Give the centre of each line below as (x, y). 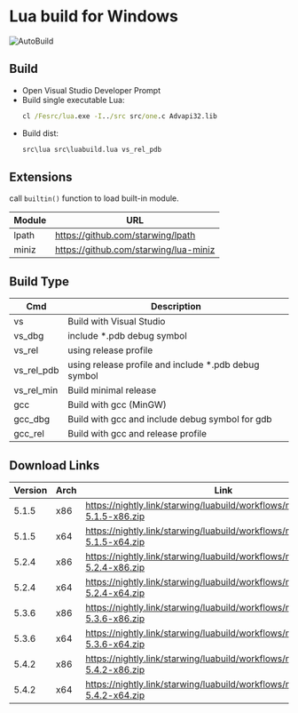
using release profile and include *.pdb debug (164, 365)
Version (31, 490)
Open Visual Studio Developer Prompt (91, 90)
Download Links (55, 465)
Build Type (39, 281)
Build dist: (40, 133)
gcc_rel (29, 434)
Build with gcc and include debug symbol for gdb (170, 420)
